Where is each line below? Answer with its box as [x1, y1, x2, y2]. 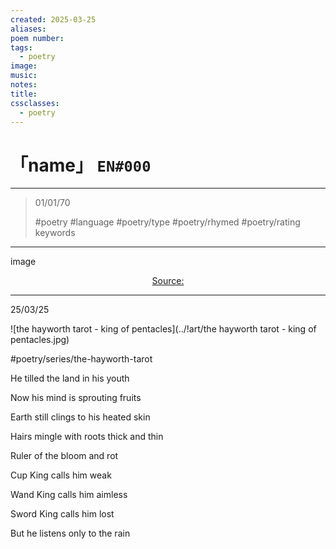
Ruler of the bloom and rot [10, 450, 119, 462]
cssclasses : [10, 98, 60, 108]
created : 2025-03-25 [10, 14, 97, 25]
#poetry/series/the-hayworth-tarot [10, 353, 153, 365]
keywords [34, 227, 76, 239]
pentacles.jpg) [10, 334, 70, 346]
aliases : [10, 24, 47, 34]
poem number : [10, 33, 65, 43]
